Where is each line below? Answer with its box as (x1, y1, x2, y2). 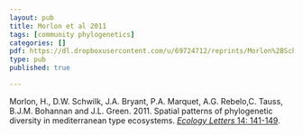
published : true (9, 64, 70, 73)
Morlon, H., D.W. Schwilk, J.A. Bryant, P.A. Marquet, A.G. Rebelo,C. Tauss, (9, 95, 284, 106)
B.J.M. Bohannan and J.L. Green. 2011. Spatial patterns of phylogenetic (9, 105, 273, 116)
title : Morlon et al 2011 (9, 22, 106, 31)
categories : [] (9, 38, 67, 48)
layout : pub (9, 13, 54, 22)
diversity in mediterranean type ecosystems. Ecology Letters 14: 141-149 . (9, 114, 281, 126)
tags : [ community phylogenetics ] (9, 30, 135, 39)
